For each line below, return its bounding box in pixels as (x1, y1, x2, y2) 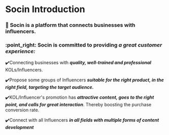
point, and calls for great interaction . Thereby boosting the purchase (5, 102, 152, 108)
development (5, 124, 34, 130)
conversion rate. (5, 107, 40, 113)
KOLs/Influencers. (5, 67, 43, 73)
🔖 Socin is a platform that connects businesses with (5, 22, 136, 29)
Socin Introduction (5, 4, 85, 15)
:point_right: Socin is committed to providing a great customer (5, 41, 162, 49)
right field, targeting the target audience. (5, 84, 94, 91)
